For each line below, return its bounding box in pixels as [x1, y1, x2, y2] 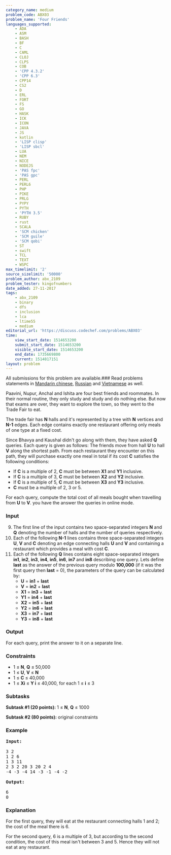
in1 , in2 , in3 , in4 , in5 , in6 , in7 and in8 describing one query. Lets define [13, 556, 164, 562]
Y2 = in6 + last [20, 605, 53, 611]
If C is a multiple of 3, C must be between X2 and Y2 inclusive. [13, 474, 145, 480]
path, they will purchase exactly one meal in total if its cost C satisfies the [6, 453, 159, 459]
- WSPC [15, 262, 29, 267]
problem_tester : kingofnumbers [6, 281, 72, 286]
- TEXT [15, 257, 29, 263]
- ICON [15, 120, 29, 126]
